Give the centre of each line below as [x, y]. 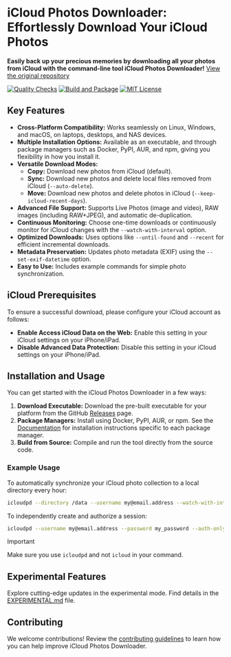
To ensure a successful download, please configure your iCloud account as [114, 312]
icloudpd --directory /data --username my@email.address [90, 503]
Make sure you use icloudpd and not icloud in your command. [95, 555]
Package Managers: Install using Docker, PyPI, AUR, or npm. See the [115, 421]
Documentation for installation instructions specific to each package [114, 428]
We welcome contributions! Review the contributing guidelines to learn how [114, 639]
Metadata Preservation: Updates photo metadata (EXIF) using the [111, 251]
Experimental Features [57, 576]
